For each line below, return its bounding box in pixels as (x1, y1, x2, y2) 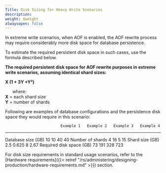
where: (12, 88, 27, 94)
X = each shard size (5, 94, 46, 100)
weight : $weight (5, 16, 39, 21)
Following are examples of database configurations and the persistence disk (5, 109, 161, 115)
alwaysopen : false (5, 21, 43, 26)
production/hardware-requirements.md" (5, 162, 87, 168)
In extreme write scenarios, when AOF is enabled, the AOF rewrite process (5, 35, 157, 41)
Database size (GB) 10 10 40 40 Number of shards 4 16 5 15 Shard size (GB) (5, 137, 160, 143)
